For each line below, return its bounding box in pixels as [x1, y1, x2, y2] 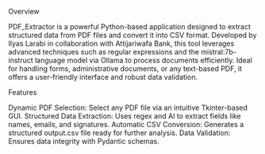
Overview [8, 7, 40, 16]
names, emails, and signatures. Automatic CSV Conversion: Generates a [8, 120, 244, 129]
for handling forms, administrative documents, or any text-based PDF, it [8, 64, 243, 73]
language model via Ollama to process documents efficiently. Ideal [34, 55, 252, 65]
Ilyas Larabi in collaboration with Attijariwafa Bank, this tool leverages [8, 39, 235, 48]
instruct [8, 55, 33, 65]
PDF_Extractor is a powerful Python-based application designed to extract [8, 22, 252, 31]
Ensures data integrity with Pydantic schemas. [8, 137, 160, 145]
